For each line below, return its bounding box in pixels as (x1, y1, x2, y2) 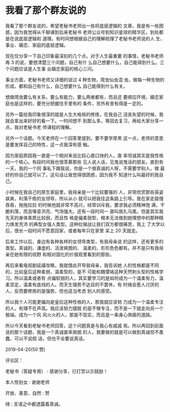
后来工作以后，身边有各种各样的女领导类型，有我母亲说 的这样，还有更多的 (5, 238, 164, 245)
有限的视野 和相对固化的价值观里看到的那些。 (18, 251, 114, 257)
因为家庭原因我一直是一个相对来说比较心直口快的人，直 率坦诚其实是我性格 (5, 152, 164, 158)
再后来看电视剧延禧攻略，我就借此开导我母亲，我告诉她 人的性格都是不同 (5, 262, 159, 268)
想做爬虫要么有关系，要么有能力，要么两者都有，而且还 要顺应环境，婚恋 (5, 93, 159, 100)
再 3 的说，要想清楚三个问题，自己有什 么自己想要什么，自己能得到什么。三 (5, 59, 165, 65)
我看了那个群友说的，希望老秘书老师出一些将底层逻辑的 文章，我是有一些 (5, 23, 159, 29)
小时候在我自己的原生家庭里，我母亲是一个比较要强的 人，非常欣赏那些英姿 (5, 189, 164, 195)
